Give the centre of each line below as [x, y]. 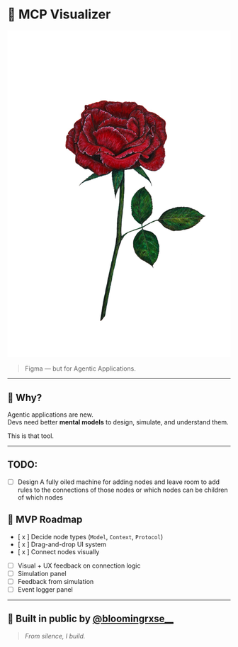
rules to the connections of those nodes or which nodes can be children [123, 490]
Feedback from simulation [56, 581]
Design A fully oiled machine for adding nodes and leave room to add [119, 482]
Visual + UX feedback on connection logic [79, 566]
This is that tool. [31, 436]
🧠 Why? [25, 397]
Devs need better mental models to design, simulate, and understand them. [118, 422]
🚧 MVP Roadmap [45, 520]
